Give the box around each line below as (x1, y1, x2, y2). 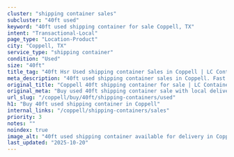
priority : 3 (7, 113, 42, 120)
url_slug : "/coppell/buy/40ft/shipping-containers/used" (7, 94, 176, 101)
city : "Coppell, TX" (7, 42, 68, 49)
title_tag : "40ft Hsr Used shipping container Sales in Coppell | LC (7, 68, 214, 75)
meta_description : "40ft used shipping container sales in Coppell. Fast (7, 74, 226, 82)
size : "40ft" (7, 62, 45, 69)
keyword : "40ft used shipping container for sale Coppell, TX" (7, 23, 195, 30)
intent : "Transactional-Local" (7, 29, 98, 37)
